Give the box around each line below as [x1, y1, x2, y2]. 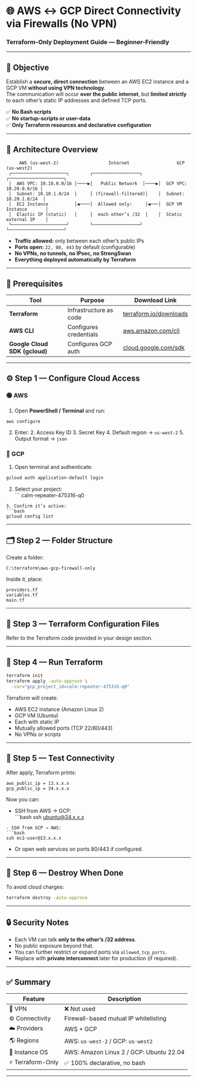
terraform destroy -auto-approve [6, 895, 88, 901]
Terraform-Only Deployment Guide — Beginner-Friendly [6, 38, 169, 46]
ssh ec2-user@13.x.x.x [6, 835, 62, 841]
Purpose [80, 296, 104, 304]
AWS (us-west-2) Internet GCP [19, 160, 185, 166]
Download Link [134, 296, 177, 304]
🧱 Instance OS [9, 1048, 49, 1056]
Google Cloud [9, 339, 48, 348]
